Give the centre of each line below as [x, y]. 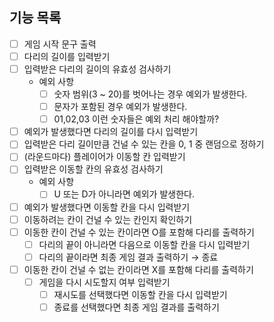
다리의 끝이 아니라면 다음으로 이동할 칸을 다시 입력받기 [144, 244]
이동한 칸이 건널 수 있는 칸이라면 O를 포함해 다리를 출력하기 [139, 232]
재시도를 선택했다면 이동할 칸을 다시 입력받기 [140, 294]
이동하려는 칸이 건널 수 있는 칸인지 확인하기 [108, 219]
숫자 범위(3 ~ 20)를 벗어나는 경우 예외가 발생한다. [150, 94]
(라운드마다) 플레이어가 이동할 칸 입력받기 [104, 157]
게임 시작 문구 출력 [60, 44]
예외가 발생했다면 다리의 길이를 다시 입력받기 [111, 132]
